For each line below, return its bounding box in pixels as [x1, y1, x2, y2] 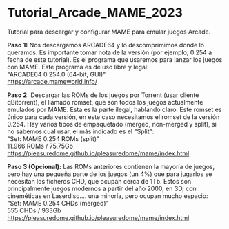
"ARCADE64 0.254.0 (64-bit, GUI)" [7, 70, 106, 78]
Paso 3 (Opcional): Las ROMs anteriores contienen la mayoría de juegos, [7, 162, 215, 171]
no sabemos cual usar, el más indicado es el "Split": [7, 127, 155, 135]
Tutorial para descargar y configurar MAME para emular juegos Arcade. [7, 28, 211, 36]
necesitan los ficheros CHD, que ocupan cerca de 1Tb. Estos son [7, 177, 192, 185]
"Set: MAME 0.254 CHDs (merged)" [7, 199, 109, 207]
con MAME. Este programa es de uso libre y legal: [7, 63, 149, 71]
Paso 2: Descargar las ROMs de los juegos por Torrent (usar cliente [7, 91, 199, 99]
